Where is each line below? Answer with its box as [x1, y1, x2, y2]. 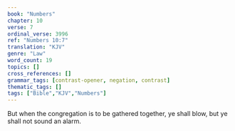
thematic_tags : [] [7, 83, 62, 90]
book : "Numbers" [7, 10, 56, 18]
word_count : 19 [7, 57, 53, 64]
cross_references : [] [7, 70, 72, 77]
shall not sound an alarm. [7, 117, 82, 125]
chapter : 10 [7, 17, 43, 24]
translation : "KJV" [7, 43, 66, 51]
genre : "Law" [7, 51, 46, 58]
